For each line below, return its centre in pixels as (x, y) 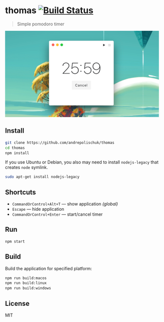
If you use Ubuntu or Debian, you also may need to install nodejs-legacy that (82, 162)
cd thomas (15, 148)
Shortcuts (20, 192)
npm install (17, 153)
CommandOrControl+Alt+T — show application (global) (65, 204)
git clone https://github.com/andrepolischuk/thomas (60, 142)
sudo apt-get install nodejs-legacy (42, 177)
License (17, 303)
